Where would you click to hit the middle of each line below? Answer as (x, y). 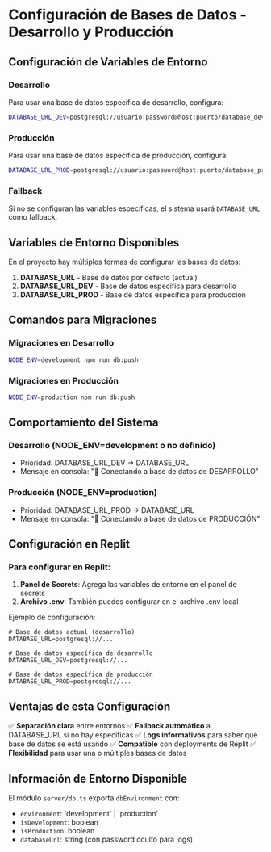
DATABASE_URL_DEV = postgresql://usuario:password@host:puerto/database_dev (137, 117)
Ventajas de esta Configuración (90, 706)
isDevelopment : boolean (59, 822)
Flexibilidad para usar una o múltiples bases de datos (98, 753)
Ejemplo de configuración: (52, 617)
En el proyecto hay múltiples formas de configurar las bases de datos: (125, 262)
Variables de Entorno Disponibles (94, 243)
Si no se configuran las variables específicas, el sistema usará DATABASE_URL (134, 208)
